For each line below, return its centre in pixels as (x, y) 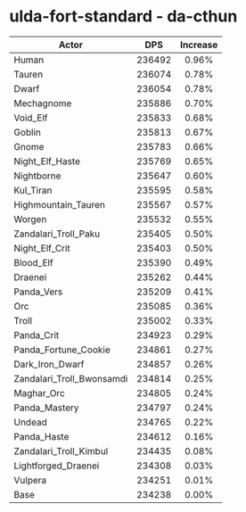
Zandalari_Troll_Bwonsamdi (71, 378)
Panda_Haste (41, 436)
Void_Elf (31, 118)
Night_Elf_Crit (42, 248)
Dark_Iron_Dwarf (49, 364)
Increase (199, 45)
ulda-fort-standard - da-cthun (123, 17)
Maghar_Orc (39, 392)
